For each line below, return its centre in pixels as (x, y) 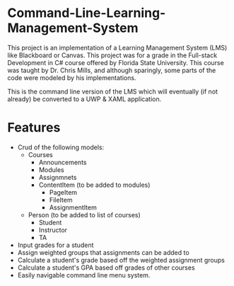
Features (34, 128)
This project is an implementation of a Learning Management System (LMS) (117, 47)
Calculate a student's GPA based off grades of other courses (106, 268)
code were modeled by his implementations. (72, 78)
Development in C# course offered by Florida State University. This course (116, 62)
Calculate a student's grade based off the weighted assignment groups (121, 260)
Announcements (63, 162)
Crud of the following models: (61, 147)
